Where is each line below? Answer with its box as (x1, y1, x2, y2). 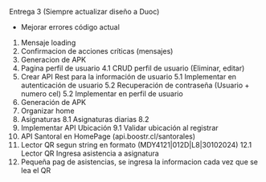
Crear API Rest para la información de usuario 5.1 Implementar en (20, 72, 236, 81)
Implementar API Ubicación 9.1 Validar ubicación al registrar (20, 123, 219, 132)
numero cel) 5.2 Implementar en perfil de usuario (20, 89, 183, 99)
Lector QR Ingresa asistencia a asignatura (20, 148, 159, 158)
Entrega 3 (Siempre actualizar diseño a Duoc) (9, 7, 160, 16)
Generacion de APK (20, 55, 87, 64)
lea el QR (20, 166, 51, 175)
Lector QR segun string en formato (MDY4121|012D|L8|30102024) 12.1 (20, 140, 252, 149)
